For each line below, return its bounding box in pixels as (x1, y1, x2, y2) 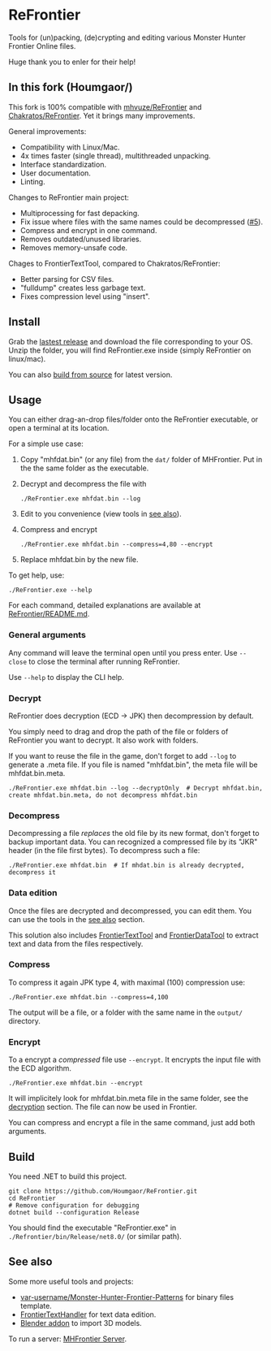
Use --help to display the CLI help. (8, 672, 124, 682)
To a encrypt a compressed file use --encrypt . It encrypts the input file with (8, 1054, 261, 1065)
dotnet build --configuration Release (8, 1208, 140, 1216)
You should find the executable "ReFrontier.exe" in (8, 1223, 177, 1232)
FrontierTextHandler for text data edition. (19, 1310, 157, 1319)
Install (8, 315, 41, 329)
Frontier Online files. (8, 41, 76, 50)
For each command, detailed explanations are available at (8, 600, 201, 610)
